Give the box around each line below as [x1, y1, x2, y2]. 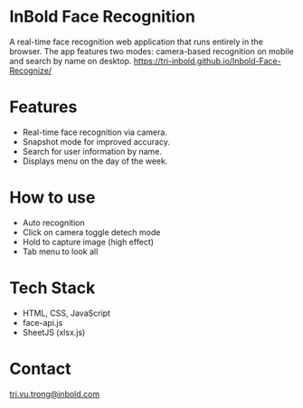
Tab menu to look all [22, 246, 99, 257]
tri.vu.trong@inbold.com [9, 388, 100, 399]
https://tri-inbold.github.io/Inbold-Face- [133, 55, 282, 66]
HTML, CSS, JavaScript [22, 308, 111, 318]
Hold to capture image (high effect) [22, 236, 155, 247]
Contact [9, 358, 71, 379]
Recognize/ [9, 65, 52, 76]
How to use [9, 187, 96, 208]
